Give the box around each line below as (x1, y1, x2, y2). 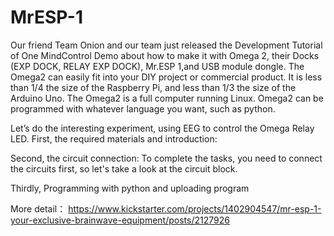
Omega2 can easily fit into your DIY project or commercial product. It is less (10, 71, 323, 83)
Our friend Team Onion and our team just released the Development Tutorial (10, 39, 323, 51)
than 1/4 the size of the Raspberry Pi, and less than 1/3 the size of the (10, 81, 297, 93)
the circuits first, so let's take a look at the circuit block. (10, 162, 238, 175)
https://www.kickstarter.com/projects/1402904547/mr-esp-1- (68, 202, 322, 215)
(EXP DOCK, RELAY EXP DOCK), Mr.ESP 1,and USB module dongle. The (10, 60, 305, 72)
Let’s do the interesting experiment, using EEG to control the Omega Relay (10, 122, 315, 134)
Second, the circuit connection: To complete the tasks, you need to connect (10, 152, 323, 164)
